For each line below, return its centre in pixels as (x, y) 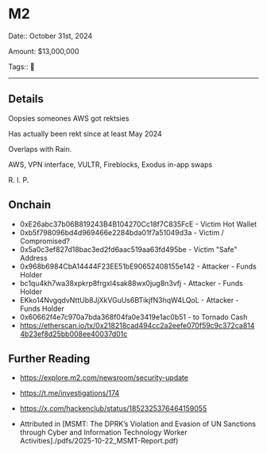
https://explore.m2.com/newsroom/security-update (104, 377)
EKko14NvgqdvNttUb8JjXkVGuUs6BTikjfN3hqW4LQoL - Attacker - (130, 300)
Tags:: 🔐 (22, 66)
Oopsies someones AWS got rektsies (69, 118)
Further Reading (49, 358)
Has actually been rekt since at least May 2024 (85, 134)
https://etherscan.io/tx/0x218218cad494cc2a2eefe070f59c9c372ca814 (137, 325)
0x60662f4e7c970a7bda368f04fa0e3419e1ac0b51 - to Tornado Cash (133, 317)
